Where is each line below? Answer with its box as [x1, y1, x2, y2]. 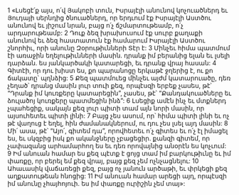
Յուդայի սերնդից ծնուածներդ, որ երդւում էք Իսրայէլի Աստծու [7, 13, 212, 22]
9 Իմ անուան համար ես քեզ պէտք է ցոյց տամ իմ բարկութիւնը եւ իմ [7, 149, 231, 157]
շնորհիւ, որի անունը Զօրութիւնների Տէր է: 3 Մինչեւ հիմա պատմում [7, 44, 230, 52]
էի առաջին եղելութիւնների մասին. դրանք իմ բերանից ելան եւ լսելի [7, 51, 230, 60]
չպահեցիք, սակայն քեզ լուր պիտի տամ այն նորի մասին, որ [7, 104, 205, 112]
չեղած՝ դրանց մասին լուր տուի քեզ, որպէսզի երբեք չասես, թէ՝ [7, 82, 212, 89]
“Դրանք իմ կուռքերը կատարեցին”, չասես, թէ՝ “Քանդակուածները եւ [7, 89, 232, 97]
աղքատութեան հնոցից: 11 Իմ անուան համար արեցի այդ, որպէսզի [7, 172, 228, 180]
